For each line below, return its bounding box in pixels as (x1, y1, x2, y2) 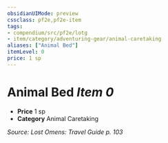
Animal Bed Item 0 (7, 84, 114, 100)
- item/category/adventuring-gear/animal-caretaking (7, 36, 162, 43)
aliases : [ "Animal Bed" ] (7, 42, 78, 49)
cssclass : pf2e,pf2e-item (7, 16, 81, 23)
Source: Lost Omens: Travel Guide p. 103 (7, 128, 123, 136)
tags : (7, 23, 23, 30)
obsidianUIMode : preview (7, 10, 78, 17)
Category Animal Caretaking (17, 114, 98, 122)
